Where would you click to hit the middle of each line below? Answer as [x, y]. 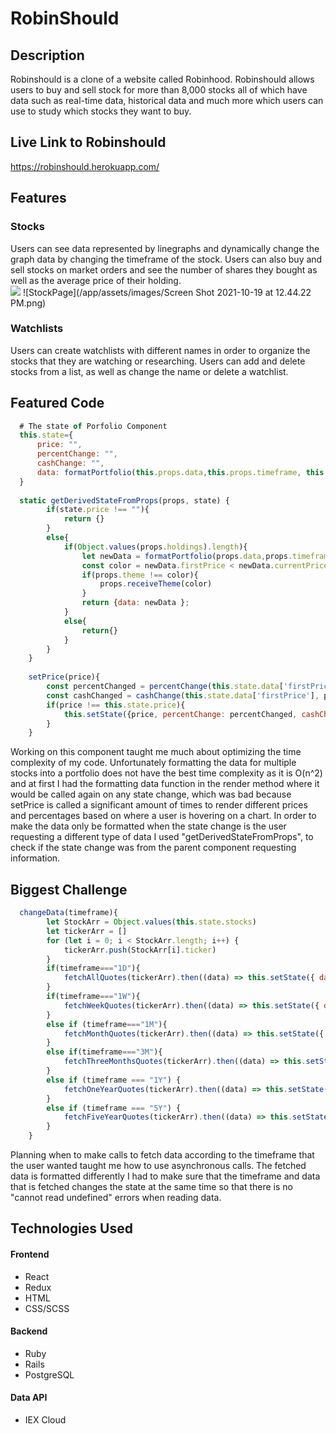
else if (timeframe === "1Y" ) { [114, 1080]
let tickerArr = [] [87, 931]
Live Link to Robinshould [88, 142]
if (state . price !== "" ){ [98, 510]
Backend [29, 1331]
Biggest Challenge [69, 889]
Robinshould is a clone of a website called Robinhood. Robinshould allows [162, 79]
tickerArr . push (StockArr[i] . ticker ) [140, 950]
